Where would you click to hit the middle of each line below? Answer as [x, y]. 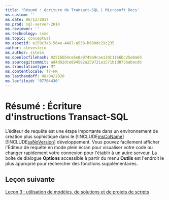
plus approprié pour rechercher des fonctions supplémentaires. [72, 163]
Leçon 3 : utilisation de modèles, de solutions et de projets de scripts [77, 192]
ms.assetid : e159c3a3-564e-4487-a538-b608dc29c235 [60, 43]
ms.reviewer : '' [22, 29]
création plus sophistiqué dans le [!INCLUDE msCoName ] [65, 136]
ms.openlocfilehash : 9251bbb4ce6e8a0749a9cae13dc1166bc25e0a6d [74, 57]
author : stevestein [26, 48]
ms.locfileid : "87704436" [32, 81]
